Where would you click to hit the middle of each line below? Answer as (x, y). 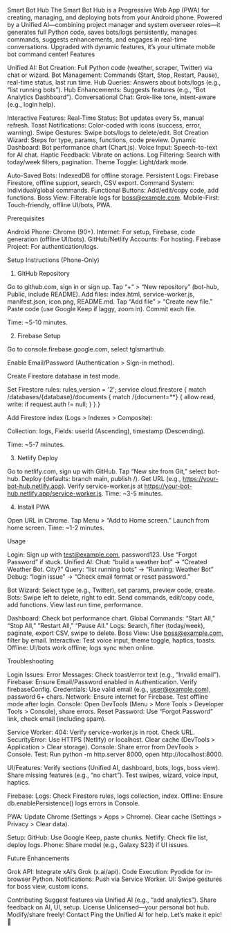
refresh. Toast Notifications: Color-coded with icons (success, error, (104, 125)
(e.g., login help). (31, 104)
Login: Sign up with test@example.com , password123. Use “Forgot (102, 555)
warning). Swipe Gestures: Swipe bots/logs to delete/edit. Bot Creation (108, 132)
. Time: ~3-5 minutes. (132, 494)
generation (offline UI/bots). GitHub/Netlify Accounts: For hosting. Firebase (114, 239)
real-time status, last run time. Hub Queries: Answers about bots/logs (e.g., (114, 82)
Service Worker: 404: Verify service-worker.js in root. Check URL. (101, 732)
